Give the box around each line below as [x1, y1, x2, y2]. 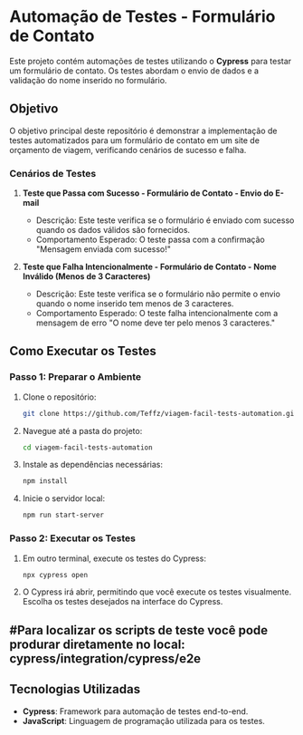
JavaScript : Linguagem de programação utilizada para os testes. [22, 715, 265, 726]
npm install [22, 477, 68, 486]
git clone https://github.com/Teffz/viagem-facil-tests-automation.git [22, 409, 298, 418]
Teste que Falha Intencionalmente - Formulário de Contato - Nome [22, 261, 278, 273]
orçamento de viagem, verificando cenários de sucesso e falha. [9, 144, 247, 155]
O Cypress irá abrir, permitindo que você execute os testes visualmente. [22, 586, 292, 597]
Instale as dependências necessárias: [22, 459, 164, 470]
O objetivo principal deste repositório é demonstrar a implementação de [9, 125, 278, 136]
